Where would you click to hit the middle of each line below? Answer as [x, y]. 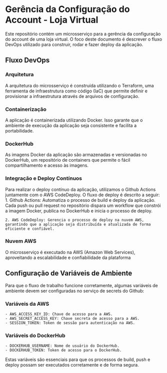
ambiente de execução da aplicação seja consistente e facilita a [71, 125]
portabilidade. [19, 131]
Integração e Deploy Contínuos [44, 178]
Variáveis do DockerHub [35, 335]
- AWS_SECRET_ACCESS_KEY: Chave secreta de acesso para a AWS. [72, 318]
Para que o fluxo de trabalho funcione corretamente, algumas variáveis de [82, 285]
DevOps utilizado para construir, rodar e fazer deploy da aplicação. [74, 44]
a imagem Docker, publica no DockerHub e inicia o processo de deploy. [79, 211]
